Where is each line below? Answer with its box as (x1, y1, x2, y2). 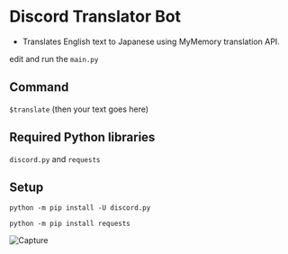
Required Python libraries (9, 130, 156, 145)
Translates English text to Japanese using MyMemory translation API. (22, 36, 281, 47)
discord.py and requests (9, 153, 101, 164)
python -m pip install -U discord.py (9, 204, 151, 213)
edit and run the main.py (9, 53, 99, 64)
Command (9, 79, 69, 95)
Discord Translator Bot (9, 6, 182, 27)
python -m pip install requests (9, 219, 130, 229)
